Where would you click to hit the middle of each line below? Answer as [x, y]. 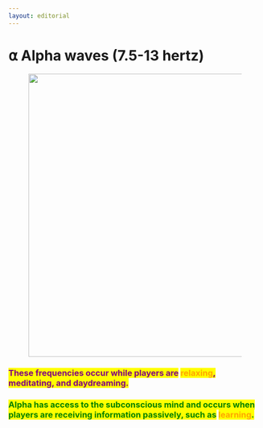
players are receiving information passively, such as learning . [131, 415]
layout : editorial [39, 16]
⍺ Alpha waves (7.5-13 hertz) [107, 55]
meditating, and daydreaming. [69, 383]
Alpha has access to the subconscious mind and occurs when [132, 405]
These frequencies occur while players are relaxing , [112, 373]
